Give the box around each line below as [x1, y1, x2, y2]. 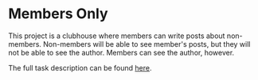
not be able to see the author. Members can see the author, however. [8, 48, 235, 57]
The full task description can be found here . [8, 63, 152, 72]
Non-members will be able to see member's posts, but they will [43, 39, 251, 48]
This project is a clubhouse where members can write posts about [8, 31, 225, 40]
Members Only [8, 5, 109, 23]
